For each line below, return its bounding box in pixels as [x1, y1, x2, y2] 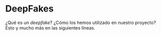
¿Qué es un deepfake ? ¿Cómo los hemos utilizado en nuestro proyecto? [5, 19, 156, 25]
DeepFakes [5, 3, 54, 14]
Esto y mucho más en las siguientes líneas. [5, 24, 95, 30]
